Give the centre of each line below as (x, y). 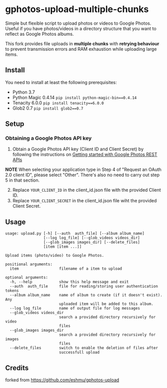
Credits (17, 368)
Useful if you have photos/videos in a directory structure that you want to (81, 28)
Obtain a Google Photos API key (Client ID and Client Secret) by (78, 149)
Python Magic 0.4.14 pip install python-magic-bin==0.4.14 (74, 97)
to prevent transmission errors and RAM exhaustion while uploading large (81, 49)
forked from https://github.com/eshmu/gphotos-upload (62, 380)
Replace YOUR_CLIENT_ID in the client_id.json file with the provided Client (87, 190)
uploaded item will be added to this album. (106, 304)
